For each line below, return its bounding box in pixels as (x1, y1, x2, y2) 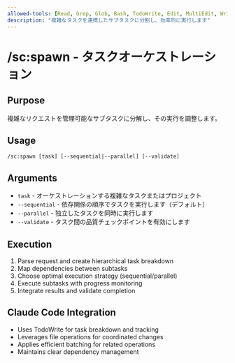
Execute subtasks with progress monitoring (17, 279, 143, 287)
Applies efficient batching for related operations (17, 340, 156, 348)
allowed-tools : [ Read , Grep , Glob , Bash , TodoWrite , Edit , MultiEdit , (7, 10, 218, 17)
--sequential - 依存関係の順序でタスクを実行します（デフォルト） (17, 200, 209, 209)
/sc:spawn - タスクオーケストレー (7, 49, 204, 65)
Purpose (7, 95, 45, 107)
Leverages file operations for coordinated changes (17, 332, 164, 341)
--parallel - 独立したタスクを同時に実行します (17, 209, 154, 217)
